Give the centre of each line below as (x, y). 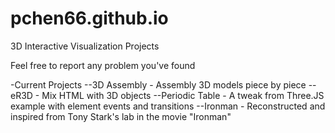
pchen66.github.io (89, 18)
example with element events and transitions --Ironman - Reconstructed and (168, 106)
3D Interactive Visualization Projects (85, 46)
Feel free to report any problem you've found (103, 65)
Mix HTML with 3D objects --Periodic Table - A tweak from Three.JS (183, 95)
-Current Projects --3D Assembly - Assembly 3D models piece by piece (158, 84)
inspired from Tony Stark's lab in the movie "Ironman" (121, 116)
